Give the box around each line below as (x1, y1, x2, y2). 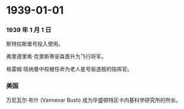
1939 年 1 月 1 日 (6, 26, 52, 34)
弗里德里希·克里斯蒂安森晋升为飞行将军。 (6, 53, 107, 60)
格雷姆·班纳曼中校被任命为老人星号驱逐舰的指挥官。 (6, 66, 133, 73)
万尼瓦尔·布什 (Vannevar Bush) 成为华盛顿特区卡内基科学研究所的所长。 (6, 96, 182, 104)
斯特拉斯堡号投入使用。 (6, 40, 64, 47)
